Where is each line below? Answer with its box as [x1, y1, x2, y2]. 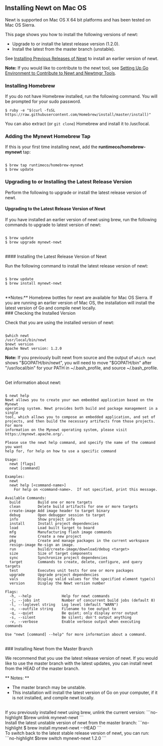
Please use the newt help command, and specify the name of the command [5, 440, 156, 445]
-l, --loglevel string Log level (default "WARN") [9, 602, 119, 607]
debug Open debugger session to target [9, 513, 106, 517]
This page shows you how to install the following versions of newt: [5, 31, 139, 37]
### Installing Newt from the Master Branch [5, 646, 93, 651]
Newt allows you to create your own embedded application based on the [5, 397, 153, 402]
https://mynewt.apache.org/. [5, 431, 64, 437]
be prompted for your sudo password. [5, 98, 81, 104]
